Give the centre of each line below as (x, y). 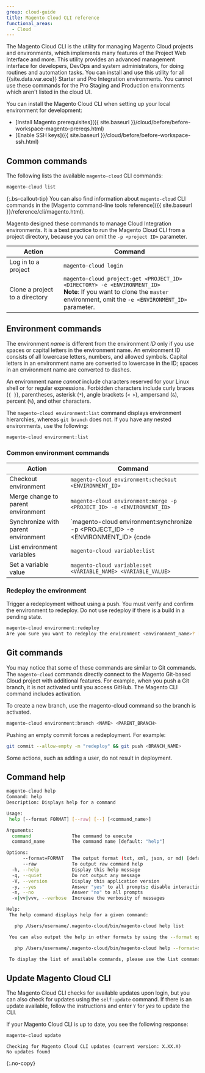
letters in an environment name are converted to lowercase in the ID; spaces (102, 363)
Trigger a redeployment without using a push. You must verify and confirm (100, 604)
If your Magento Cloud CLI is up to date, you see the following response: (97, 1024)
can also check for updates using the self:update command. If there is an (99, 1000)
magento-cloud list (31, 187)
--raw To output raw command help (83, 864)
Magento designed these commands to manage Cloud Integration (89, 223)
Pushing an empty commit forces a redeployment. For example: (86, 735)
